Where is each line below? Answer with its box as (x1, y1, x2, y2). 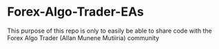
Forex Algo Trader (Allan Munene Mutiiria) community (7, 33, 160, 42)
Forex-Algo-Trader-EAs (7, 4, 145, 20)
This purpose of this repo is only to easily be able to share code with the (7, 27, 212, 35)
